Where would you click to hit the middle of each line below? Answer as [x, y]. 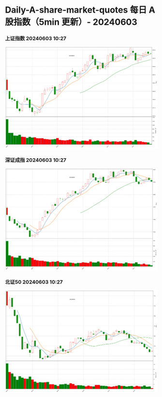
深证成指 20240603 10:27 [36, 160]
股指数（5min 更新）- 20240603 [71, 22]
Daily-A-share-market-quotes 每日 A [80, 10]
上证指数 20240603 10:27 [36, 38]
